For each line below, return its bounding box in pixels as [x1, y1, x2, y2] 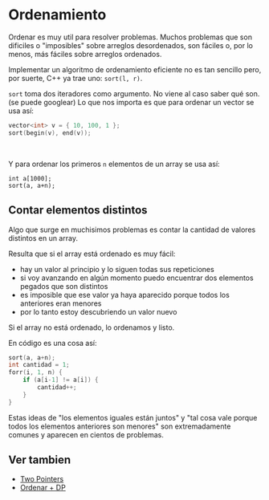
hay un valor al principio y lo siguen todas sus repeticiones [19, 264, 214, 274]
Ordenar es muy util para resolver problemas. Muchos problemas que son [8, 32, 253, 42]
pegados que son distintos [19, 281, 108, 291]
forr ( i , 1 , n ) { [8, 368, 63, 376]
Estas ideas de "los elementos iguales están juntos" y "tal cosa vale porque [8, 413, 258, 422]
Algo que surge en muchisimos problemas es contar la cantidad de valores [8, 225, 256, 234]
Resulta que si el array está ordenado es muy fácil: [8, 249, 176, 258]
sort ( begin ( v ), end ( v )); [8, 128, 92, 137]
